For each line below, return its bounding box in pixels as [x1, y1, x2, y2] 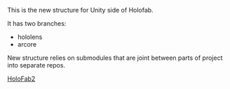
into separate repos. [7, 61, 65, 69]
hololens [17, 33, 43, 41]
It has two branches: [7, 19, 67, 27]
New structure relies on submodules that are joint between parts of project [7, 54, 223, 62]
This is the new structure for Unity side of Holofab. [7, 6, 154, 14]
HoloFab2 [7, 74, 36, 83]
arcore [17, 40, 37, 48]
